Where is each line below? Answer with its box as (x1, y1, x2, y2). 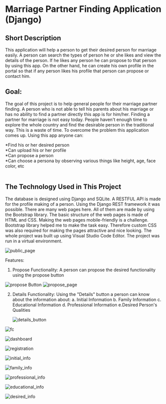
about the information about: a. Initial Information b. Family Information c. (12, 296, 162, 302)
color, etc (5, 163, 25, 169)
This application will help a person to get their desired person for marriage (5, 47, 157, 53)
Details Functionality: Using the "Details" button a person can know (12, 291, 150, 297)
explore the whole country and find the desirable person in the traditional (5, 121, 155, 127)
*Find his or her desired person (5, 142, 69, 148)
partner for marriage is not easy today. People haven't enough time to (5, 116, 148, 122)
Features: (5, 257, 25, 263)
